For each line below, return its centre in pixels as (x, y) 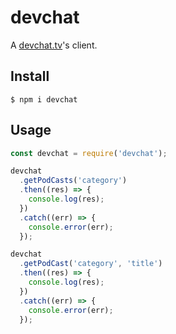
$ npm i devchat (44, 99)
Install (30, 76)
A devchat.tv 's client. (54, 45)
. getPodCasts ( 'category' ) (73, 181)
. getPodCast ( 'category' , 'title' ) (91, 264)
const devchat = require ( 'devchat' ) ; (89, 153)
